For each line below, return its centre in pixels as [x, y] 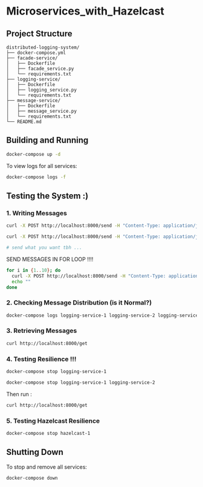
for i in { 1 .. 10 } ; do [34, 270]
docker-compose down [32, 478]
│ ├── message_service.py [42, 111]
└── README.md [24, 122]
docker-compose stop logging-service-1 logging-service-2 [81, 382]
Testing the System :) [47, 196]
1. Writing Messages [37, 213]
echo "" [21, 281]
